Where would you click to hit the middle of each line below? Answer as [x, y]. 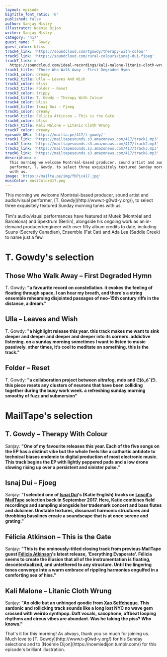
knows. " [14, 624]
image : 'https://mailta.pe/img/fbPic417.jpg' [53, 176]
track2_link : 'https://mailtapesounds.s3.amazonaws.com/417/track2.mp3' [82, 144]
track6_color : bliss [27, 121]
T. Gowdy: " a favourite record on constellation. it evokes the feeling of [79, 287]
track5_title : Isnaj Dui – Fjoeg [40, 107]
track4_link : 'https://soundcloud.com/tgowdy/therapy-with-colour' [77, 51]
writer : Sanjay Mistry [29, 33]
